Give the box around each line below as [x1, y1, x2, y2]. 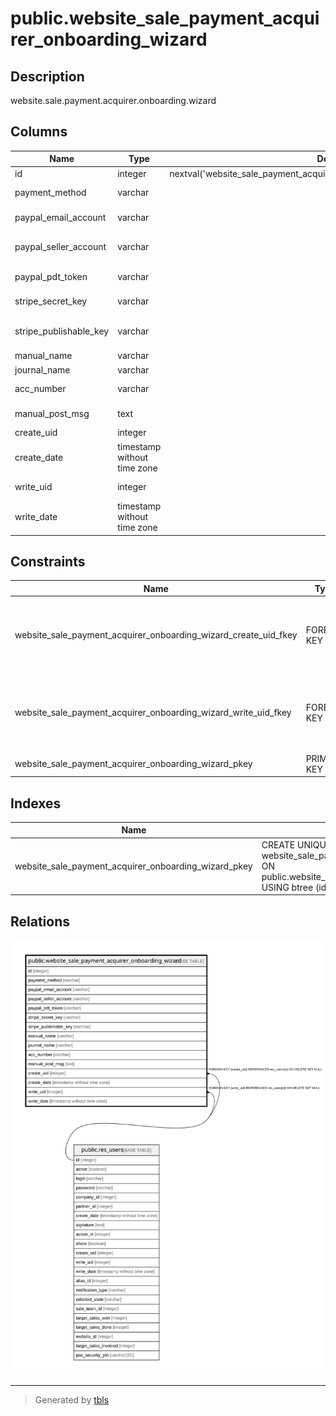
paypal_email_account [14, 211, 107, 223]
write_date [14, 511, 58, 523]
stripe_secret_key [14, 295, 88, 307]
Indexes [10, 795, 62, 812]
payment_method [14, 187, 87, 199]
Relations [10, 913, 71, 930]
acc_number [14, 383, 67, 395]
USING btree [261, 881, 314, 893]
